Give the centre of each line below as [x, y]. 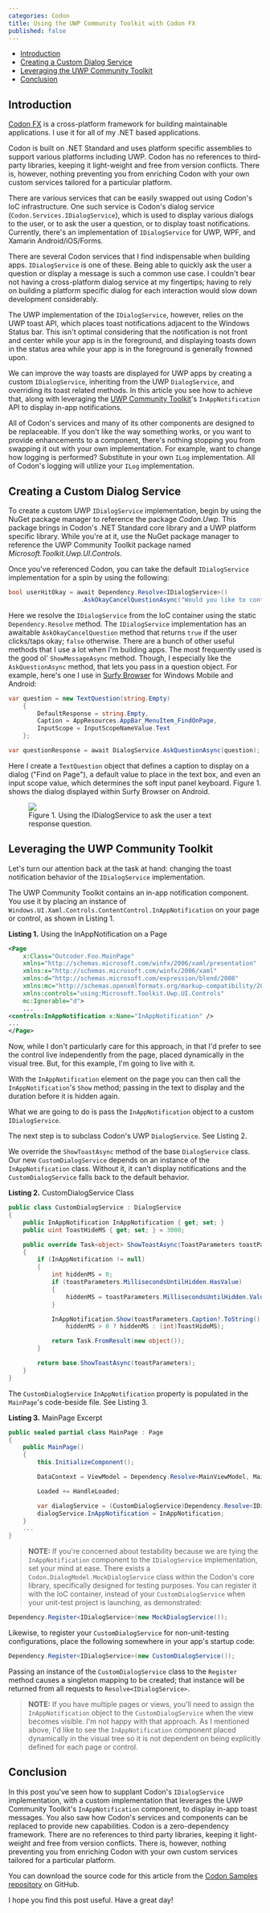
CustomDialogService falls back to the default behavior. [99, 1178]
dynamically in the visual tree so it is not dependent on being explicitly [144, 1738]
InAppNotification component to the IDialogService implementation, [143, 1560]
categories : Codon [39, 16]
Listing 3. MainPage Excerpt [55, 1418]
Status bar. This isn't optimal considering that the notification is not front [128, 332]
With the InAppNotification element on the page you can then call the [125, 1079]
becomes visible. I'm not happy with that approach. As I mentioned [139, 1721]
